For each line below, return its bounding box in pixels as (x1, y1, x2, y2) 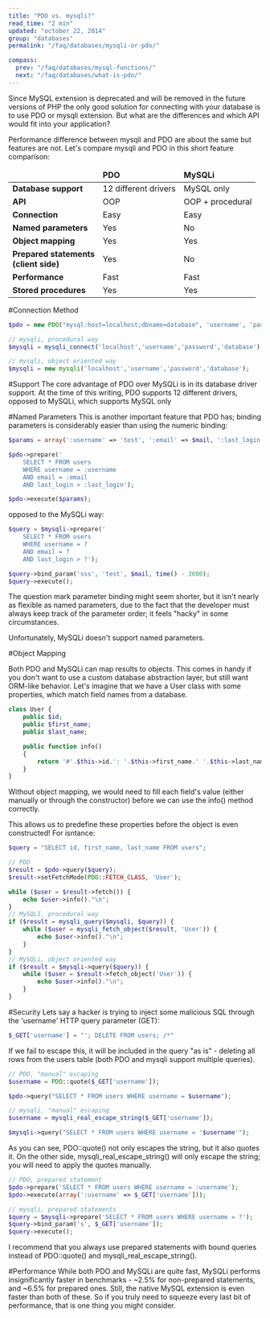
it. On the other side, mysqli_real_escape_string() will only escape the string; (8, 1152, 261, 1161)
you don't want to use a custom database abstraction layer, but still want (8, 673, 249, 683)
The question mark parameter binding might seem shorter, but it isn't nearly (8, 592, 260, 601)
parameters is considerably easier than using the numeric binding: (8, 420, 228, 431)
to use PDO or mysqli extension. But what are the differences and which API (8, 110, 260, 120)
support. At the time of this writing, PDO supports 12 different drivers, (8, 388, 239, 398)
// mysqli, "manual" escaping (8, 1106, 110, 1115)
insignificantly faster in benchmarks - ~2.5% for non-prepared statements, (8, 1275, 256, 1285)
